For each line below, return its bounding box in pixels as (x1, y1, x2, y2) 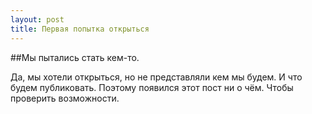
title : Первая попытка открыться (10, 24, 150, 34)
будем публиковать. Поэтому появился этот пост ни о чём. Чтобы (10, 81, 294, 93)
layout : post (10, 14, 65, 25)
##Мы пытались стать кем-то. (10, 51, 140, 63)
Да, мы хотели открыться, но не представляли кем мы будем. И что (10, 71, 303, 83)
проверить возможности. (10, 92, 120, 104)
